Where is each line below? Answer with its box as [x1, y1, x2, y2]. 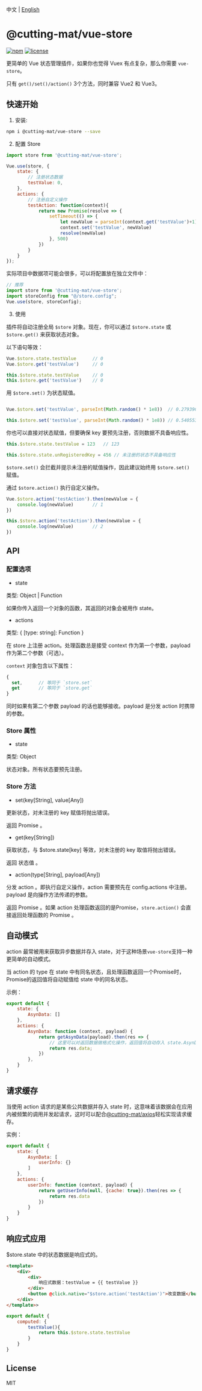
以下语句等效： [6, 343, 43, 351]
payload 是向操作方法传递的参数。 [6, 891, 91, 898]
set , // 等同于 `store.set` [11, 680, 93, 686]
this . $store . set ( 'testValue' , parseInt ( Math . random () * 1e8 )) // [6, 417, 174, 424]
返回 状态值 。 [6, 858, 41, 866]
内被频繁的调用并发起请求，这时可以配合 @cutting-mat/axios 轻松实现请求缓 [6, 1110, 192, 1117]
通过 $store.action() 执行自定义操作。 [6, 484, 103, 491]
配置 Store [14, 140, 41, 147]
